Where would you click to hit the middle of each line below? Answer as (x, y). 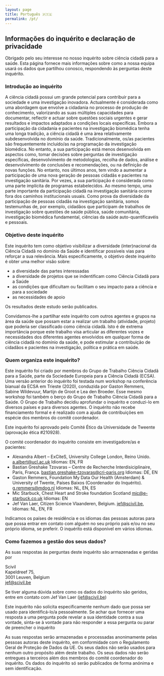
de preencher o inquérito (30, 628)
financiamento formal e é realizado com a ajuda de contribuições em (74, 412)
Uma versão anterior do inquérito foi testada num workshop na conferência (81, 381)
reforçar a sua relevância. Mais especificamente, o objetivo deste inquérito (80, 256)
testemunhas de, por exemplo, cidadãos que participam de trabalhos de (78, 207)
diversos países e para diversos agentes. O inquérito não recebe (70, 407)
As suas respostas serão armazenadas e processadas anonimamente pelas (81, 637)
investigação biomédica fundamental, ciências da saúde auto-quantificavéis (82, 217)
